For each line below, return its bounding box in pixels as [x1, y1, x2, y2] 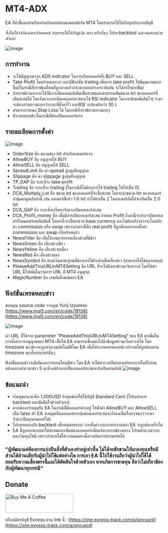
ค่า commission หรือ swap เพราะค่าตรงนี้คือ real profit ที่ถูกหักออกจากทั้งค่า [12, 224, 147, 230]
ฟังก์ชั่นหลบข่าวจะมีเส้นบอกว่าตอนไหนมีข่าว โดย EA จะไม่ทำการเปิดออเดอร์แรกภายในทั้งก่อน [5, 360, 157, 366]
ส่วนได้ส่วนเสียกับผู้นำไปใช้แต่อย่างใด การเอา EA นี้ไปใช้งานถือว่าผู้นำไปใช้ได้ [5, 452, 151, 459]
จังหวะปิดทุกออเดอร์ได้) [12, 416, 51, 422]
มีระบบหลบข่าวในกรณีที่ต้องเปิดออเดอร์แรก [12, 112, 83, 118]
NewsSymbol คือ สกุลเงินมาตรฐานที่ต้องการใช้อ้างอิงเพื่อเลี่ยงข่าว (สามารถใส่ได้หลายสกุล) [12, 257, 163, 263]
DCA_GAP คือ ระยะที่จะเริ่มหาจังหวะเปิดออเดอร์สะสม [12, 207, 102, 213]
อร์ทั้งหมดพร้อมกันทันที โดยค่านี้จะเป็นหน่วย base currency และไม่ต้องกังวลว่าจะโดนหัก [12, 218, 162, 224]
